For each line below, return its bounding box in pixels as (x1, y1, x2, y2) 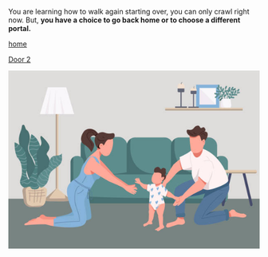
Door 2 (8, 55, 31, 64)
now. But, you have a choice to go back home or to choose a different (8, 15, 241, 25)
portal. (8, 24, 32, 33)
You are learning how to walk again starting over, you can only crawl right (8, 7, 250, 16)
